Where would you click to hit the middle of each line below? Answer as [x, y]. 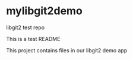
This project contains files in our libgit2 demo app [67, 50]
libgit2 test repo [26, 27]
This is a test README [33, 39]
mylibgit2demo [45, 11]
